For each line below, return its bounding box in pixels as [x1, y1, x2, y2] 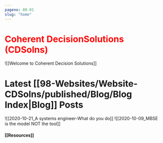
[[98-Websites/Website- [33, 78, 138, 89]
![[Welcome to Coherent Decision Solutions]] [4, 60, 97, 66]
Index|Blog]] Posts [4, 99, 83, 110]
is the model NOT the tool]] [4, 121, 61, 127]
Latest [4, 78, 31, 89]
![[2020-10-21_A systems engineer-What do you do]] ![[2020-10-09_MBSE [4, 116, 158, 122]
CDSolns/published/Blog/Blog [4, 88, 132, 100]
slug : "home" [4, 12, 32, 17]
